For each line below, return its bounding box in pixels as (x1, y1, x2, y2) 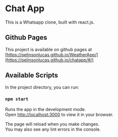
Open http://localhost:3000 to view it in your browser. (5, 111, 114, 117)
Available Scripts (5, 71, 58, 80)
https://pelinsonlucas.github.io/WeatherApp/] (6, 52, 98, 57)
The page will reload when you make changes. (5, 121, 100, 127)
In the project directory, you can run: (5, 84, 79, 90)
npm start (5, 96, 29, 102)
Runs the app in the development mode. (5, 106, 86, 112)
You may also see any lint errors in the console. (5, 126, 101, 132)
